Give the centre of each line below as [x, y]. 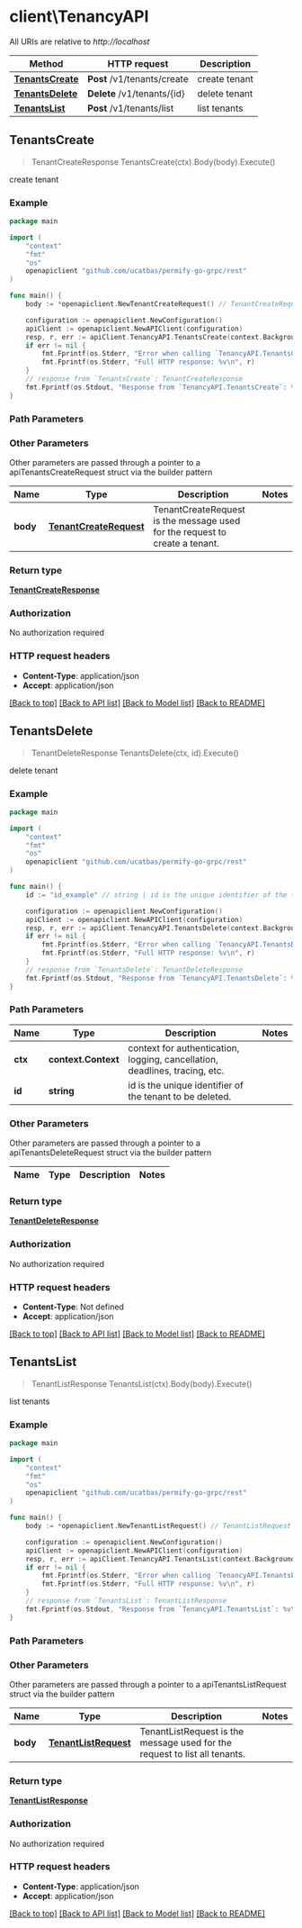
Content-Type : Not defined [73, 1307]
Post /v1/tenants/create [138, 78]
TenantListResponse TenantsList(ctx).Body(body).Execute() [142, 1383]
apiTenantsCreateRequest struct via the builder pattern [111, 472]
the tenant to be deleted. [180, 1096]
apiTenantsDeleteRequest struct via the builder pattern [111, 1153]
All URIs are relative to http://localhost [80, 41]
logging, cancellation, [173, 1059]
